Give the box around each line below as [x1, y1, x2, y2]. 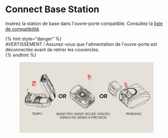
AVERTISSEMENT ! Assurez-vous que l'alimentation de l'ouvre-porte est [5, 41, 157, 47]
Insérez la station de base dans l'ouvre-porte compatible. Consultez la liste [5, 20, 163, 26]
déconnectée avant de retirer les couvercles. [5, 46, 100, 52]
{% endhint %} [5, 52, 37, 58]
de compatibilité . [5, 25, 41, 32]
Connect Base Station [5, 4, 100, 15]
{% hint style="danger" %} [5, 36, 62, 42]
